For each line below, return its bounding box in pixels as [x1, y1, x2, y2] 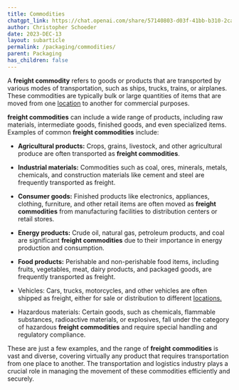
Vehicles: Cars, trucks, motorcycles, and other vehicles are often [17, 286, 208, 295]
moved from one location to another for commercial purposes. [7, 99, 190, 107]
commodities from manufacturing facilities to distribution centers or [17, 207, 218, 216]
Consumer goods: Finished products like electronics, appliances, [17, 191, 210, 200]
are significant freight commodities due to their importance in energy [17, 236, 223, 244]
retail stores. [17, 214, 55, 223]
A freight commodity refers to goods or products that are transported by [7, 76, 222, 85]
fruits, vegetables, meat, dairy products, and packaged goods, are [17, 265, 212, 273]
